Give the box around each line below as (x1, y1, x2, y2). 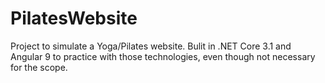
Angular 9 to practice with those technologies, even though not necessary (10, 50, 316, 62)
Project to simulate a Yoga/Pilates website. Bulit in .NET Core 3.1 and (10, 40, 292, 52)
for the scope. (10, 61, 68, 73)
